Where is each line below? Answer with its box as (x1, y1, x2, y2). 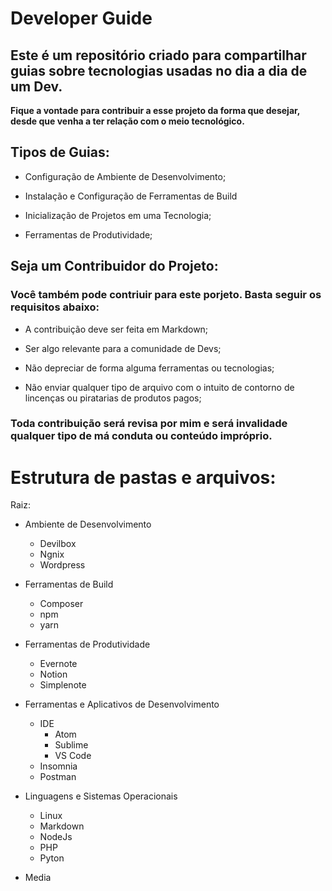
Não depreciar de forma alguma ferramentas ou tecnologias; (24, 362, 275, 374)
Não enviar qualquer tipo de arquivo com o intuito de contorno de (24, 381, 295, 393)
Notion (39, 668, 68, 681)
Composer (39, 598, 84, 610)
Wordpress (39, 559, 86, 571)
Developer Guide (10, 7, 153, 30)
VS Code (54, 750, 92, 762)
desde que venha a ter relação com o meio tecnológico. (10, 115, 245, 127)
